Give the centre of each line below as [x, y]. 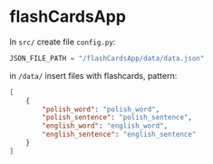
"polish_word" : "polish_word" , [101, 109]
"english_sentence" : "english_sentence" [119, 135]
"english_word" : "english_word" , [105, 126]
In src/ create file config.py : [63, 42]
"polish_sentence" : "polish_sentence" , [117, 118]
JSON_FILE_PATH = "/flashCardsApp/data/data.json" [107, 58]
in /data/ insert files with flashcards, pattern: [93, 75]
